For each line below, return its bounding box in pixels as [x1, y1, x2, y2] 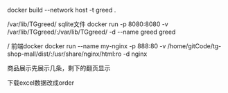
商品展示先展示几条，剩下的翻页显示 [7, 64, 111, 72]
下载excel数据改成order [7, 79, 75, 87]
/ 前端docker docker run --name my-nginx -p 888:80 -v [7, 42, 166, 50]
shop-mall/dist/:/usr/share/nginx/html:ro [7, 50, 122, 58]
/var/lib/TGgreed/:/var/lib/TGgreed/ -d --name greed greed [7, 28, 176, 36]
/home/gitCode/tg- [167, 42, 222, 50]
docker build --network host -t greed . [7, 6, 116, 14]
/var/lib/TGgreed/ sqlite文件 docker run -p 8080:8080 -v [7, 20, 168, 28]
